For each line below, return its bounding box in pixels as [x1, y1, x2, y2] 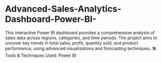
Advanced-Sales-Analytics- [5, 3, 122, 15]
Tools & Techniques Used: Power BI [5, 52, 76, 58]
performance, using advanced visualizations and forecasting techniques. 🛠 [5, 45, 157, 51]
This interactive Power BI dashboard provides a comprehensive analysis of [5, 30, 155, 35]
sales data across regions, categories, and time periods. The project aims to [5, 35, 158, 41]
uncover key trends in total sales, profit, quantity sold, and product [5, 40, 139, 46]
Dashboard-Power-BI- [5, 14, 97, 25]
